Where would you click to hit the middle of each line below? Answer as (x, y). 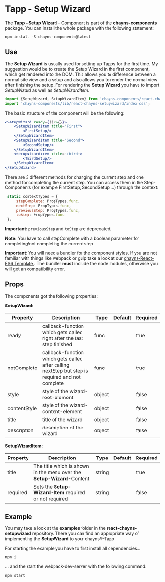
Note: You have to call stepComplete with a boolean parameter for (72, 238)
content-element (62, 412)
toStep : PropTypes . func (40, 215)
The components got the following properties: (52, 296)
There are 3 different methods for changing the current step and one (74, 177)
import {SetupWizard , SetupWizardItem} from (51, 99)
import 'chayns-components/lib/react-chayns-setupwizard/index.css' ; (78, 104)
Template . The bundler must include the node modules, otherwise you (86, 264)
